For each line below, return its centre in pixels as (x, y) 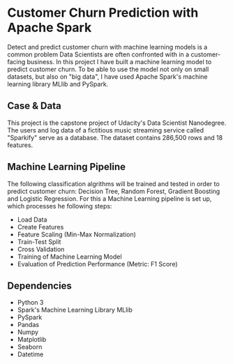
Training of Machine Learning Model (69, 257)
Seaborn (30, 347)
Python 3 (30, 303)
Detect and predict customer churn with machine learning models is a (107, 47)
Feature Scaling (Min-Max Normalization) (76, 234)
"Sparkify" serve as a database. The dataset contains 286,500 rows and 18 (115, 137)
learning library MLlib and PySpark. (58, 84)
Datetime (30, 354)
